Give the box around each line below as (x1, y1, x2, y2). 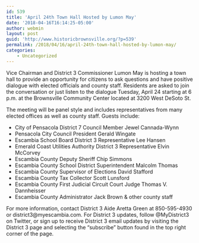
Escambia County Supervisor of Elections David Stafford (14, 168, 153, 175)
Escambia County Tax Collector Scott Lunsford (14, 174, 129, 181)
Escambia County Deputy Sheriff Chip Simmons (14, 155, 132, 162)
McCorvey (14, 149, 40, 156)
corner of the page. (6, 230, 54, 237)
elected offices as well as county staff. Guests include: (6, 112, 140, 119)
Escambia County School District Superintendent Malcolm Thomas (14, 162, 178, 169)
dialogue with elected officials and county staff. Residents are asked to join (6, 81, 189, 89)
